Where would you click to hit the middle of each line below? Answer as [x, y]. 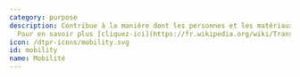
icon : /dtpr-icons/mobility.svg [69, 42]
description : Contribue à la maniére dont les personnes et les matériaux [151, 26]
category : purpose [43, 17]
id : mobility [33, 50]
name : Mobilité [37, 58]
